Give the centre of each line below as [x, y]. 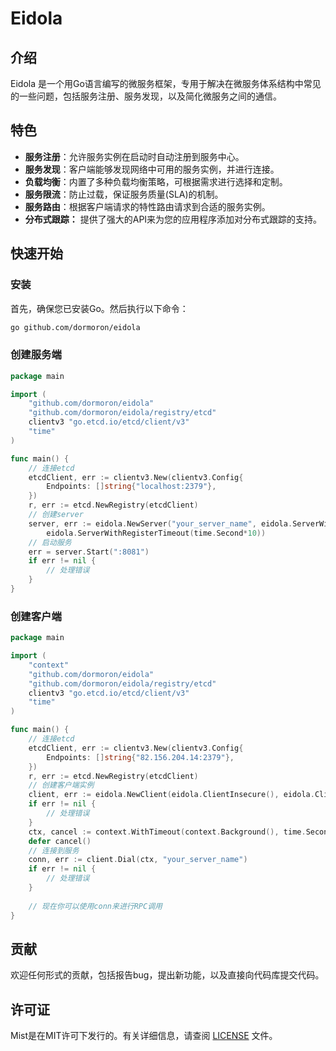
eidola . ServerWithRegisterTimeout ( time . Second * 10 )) [156, 533]
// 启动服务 [50, 542]
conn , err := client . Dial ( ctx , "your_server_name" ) [138, 860]
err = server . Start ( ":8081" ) [89, 552]
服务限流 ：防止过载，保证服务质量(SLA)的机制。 [124, 194]
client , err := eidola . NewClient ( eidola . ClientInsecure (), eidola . [171, 795]
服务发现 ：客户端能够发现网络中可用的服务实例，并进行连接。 [152, 169]
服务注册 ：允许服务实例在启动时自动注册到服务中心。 [134, 156]
